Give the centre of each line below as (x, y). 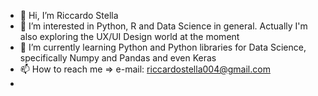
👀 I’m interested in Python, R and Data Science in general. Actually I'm (163, 26)
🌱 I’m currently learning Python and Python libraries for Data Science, (163, 47)
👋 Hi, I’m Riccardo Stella (69, 15)
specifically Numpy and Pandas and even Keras (118, 58)
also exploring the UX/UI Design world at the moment (129, 36)
